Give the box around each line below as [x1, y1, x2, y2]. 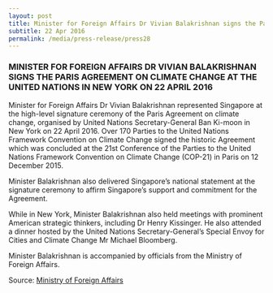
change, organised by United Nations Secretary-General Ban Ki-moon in [8, 117, 250, 127]
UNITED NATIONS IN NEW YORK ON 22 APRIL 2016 [8, 82, 214, 93]
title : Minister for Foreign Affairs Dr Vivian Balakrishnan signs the [8, 19, 256, 28]
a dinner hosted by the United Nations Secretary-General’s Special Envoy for [8, 226, 265, 236]
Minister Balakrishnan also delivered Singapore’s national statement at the [8, 176, 256, 186]
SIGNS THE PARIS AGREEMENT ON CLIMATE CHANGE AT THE [8, 71, 258, 83]
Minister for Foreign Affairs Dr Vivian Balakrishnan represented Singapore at [8, 100, 262, 110]
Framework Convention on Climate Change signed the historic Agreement [8, 135, 256, 144]
